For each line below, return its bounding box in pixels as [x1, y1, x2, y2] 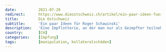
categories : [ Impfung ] [5, 35, 58, 40]
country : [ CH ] [5, 30, 48, 35]
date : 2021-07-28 [5, 7, 61, 12]
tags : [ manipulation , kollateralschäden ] [5, 40, 112, 45]
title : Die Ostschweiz [5, 16, 70, 21]
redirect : [5, 12, 26, 17]
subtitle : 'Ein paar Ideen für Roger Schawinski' [5, 21, 121, 26]
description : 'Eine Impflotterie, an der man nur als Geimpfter [5, 26, 145, 31]
